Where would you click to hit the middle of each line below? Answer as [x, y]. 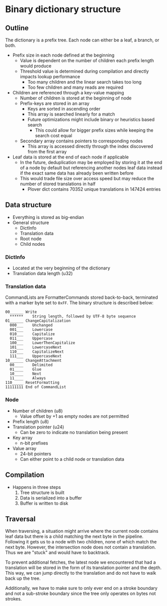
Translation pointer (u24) [38, 427]
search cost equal [54, 135]
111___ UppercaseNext [36, 356]
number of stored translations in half [58, 184]
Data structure [28, 205]
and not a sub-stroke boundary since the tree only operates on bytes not [80, 593]
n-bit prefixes [34, 443]
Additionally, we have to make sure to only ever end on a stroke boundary [81, 588]
